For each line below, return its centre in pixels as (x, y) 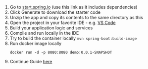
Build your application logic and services (51, 28)
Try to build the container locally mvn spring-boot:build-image (73, 38)
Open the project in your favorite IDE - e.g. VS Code (63, 23)
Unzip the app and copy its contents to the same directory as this (76, 17)
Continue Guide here (31, 61)
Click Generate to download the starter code (55, 12)
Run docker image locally (36, 43)
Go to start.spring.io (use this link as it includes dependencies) (74, 7)
